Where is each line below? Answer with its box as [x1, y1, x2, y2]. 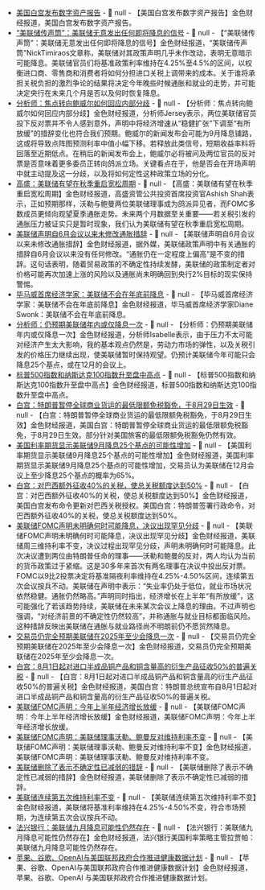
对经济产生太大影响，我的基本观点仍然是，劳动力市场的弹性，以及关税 [15, 340, 249, 349]
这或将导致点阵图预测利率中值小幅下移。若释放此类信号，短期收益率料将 [15, 138, 255, 148]
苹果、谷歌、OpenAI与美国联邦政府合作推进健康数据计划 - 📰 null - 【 [15, 853, 243, 862]
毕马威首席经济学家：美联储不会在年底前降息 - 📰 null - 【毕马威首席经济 [15, 290, 253, 299]
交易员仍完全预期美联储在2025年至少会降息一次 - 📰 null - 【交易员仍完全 [15, 632, 257, 641]
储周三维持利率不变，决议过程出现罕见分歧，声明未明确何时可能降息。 [15, 541, 249, 550]
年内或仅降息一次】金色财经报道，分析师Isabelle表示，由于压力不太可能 [15, 330, 253, 339]
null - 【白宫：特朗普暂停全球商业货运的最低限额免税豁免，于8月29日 [15, 410, 246, 419]
